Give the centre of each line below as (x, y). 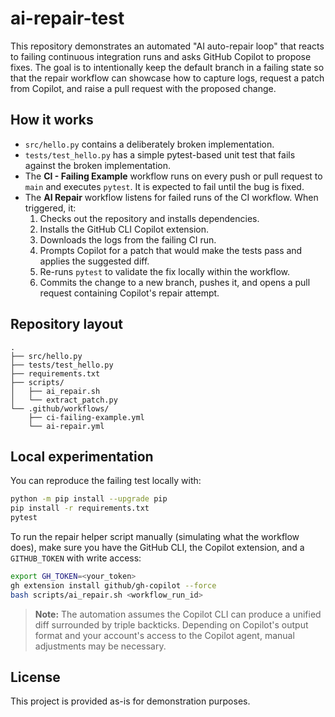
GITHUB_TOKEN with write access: (76, 558)
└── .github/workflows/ (60, 408)
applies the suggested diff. (94, 261)
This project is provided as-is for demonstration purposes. (130, 701)
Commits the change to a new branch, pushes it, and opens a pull (175, 282)
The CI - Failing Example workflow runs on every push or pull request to (173, 176)
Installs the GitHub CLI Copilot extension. (124, 229)
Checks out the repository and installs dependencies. (149, 218)
